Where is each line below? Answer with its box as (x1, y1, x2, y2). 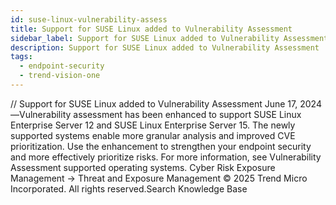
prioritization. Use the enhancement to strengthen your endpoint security (10, 140, 312, 152)
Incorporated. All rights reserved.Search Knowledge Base (10, 182, 248, 195)
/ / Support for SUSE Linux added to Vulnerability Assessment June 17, (10, 97, 298, 110)
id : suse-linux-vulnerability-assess (10, 14, 168, 25)
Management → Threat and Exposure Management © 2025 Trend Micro (10, 172, 308, 184)
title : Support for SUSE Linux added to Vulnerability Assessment (10, 24, 293, 34)
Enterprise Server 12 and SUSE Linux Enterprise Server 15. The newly (10, 119, 296, 131)
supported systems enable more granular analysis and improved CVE (10, 129, 296, 141)
